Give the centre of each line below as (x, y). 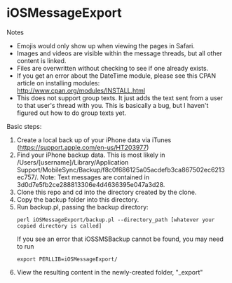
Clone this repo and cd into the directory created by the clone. (107, 192)
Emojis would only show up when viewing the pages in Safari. (106, 46)
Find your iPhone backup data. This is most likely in (91, 155)
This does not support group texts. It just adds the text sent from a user (120, 98)
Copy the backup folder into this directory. (78, 199)
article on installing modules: (58, 83)
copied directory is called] (59, 226)
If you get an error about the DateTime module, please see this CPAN (116, 76)
